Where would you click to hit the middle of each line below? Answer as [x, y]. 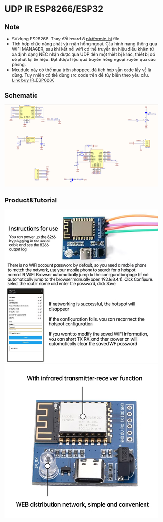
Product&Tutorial [31, 200]
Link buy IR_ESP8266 [33, 80]
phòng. [19, 65]
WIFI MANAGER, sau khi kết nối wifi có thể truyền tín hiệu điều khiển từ [83, 49]
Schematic [21, 95]
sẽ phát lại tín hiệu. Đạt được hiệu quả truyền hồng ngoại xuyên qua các [84, 59]
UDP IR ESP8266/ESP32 [54, 9]
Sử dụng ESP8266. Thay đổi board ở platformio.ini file [65, 39]
